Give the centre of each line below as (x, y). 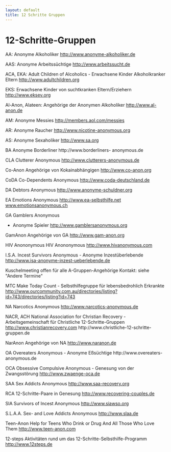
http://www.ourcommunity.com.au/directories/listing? (62, 291)
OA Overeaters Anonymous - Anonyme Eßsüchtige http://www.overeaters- (84, 353)
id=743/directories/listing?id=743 (40, 297)
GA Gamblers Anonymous (32, 215)
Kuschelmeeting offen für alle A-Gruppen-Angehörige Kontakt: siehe (77, 270)
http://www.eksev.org (28, 95)
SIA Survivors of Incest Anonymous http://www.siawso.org (67, 404)
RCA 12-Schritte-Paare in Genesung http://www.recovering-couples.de (80, 394)
